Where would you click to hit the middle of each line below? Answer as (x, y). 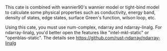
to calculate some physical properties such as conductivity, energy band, (81, 12)
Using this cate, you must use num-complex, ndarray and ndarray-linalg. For (83, 27)
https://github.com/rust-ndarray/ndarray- (118, 38)
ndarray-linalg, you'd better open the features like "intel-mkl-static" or (77, 32)
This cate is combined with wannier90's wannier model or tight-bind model (82, 7)
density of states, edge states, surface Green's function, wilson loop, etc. (81, 18)
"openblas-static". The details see (40, 38)
